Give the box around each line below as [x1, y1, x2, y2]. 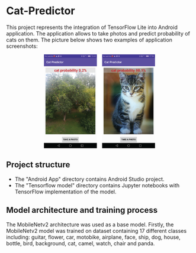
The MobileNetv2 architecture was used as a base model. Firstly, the [6, 220, 174, 228]
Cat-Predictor [6, 4, 75, 18]
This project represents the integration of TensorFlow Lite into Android [6, 24, 178, 31]
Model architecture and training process [6, 205, 158, 215]
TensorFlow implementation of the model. [14, 188, 117, 195]
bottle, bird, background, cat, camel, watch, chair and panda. [6, 239, 155, 246]
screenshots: [6, 43, 38, 50]
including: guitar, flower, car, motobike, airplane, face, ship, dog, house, [6, 233, 181, 241]
